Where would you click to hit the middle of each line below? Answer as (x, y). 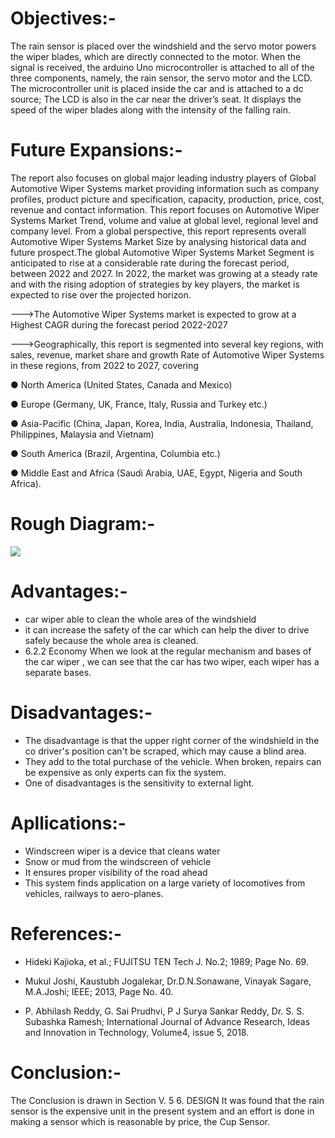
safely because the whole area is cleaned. (111, 640)
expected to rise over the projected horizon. (101, 294)
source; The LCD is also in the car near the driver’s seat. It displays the (156, 99)
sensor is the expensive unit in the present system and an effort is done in (162, 1111)
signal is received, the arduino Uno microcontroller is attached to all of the (162, 67)
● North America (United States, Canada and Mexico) (121, 384)
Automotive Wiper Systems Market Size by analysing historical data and (158, 241)
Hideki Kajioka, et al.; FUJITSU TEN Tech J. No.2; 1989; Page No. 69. (166, 961)
